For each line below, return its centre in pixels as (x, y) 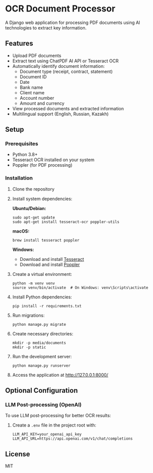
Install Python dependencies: (42, 297)
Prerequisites (22, 144)
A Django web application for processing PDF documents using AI (73, 22)
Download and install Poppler (50, 264)
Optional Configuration (41, 390)
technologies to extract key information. (46, 27)
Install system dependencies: (42, 199)
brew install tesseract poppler (46, 240)
